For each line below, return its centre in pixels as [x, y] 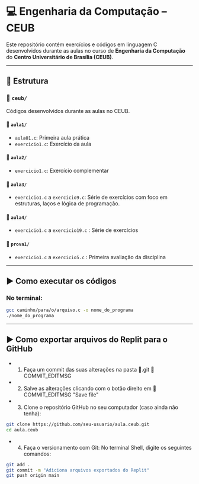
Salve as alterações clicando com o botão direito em [88, 388]
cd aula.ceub [22, 430]
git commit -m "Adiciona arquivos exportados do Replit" [78, 470]
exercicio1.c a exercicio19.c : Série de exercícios [76, 230]
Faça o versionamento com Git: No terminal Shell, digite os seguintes [107, 447]
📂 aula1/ [17, 124]
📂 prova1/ [18, 244]
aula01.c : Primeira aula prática [52, 137]
